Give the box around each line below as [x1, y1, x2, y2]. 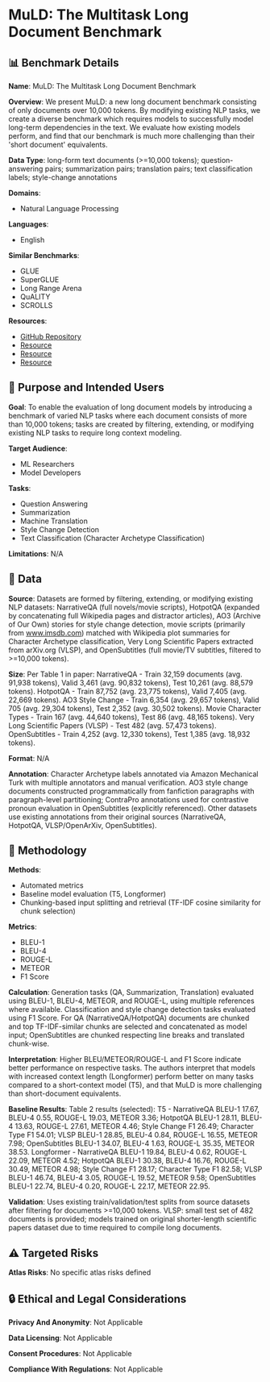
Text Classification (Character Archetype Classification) [19, 533, 206, 543]
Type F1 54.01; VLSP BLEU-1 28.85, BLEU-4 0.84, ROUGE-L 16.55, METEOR [8, 1130, 258, 1140]
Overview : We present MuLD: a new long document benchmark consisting [8, 97, 257, 106]
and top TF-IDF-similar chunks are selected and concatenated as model [8, 1022, 247, 1031]
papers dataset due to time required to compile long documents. [8, 1223, 222, 1233]
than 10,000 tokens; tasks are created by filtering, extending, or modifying [8, 419, 255, 429]
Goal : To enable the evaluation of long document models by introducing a [8, 402, 252, 412]
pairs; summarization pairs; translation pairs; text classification [44, 164, 253, 173]
